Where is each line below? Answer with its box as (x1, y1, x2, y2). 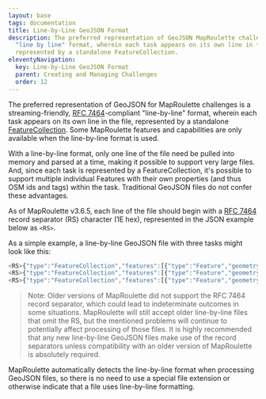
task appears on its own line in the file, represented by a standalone (8, 116, 230, 126)
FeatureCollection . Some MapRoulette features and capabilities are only (8, 124, 242, 135)
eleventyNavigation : (8, 56, 77, 64)
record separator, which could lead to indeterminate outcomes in (27, 299, 239, 309)
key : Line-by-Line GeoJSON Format (15, 63, 129, 71)
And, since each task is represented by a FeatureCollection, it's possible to (8, 165, 252, 175)
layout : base (8, 11, 51, 20)
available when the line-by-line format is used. (8, 133, 160, 142)
